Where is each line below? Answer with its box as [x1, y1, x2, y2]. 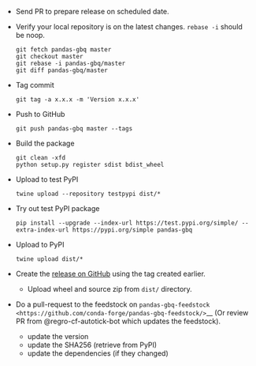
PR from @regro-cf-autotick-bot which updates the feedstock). [15, 316, 221, 326]
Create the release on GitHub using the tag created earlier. [15, 269, 206, 278]
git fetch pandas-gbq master [15, 46, 112, 54]
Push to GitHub [15, 110, 65, 119]
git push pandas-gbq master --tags [15, 125, 133, 133]
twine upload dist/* [15, 255, 83, 263]
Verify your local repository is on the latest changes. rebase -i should [15, 22, 243, 31]
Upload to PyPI [15, 240, 65, 249]
